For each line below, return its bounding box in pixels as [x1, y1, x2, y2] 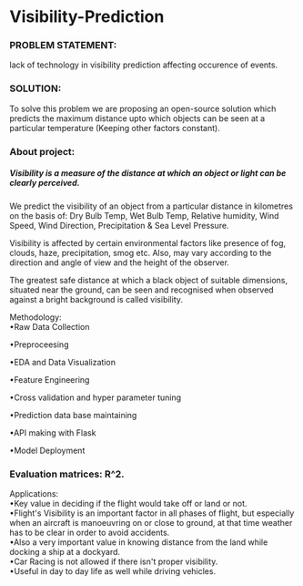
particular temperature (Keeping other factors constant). [9, 122, 220, 133]
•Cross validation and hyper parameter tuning [9, 392, 182, 403]
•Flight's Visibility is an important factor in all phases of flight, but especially [9, 508, 295, 519]
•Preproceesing [9, 339, 69, 350]
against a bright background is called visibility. [9, 293, 184, 304]
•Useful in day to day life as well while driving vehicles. [9, 565, 217, 576]
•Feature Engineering [9, 374, 90, 385]
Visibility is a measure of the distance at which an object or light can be [9, 168, 287, 179]
